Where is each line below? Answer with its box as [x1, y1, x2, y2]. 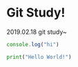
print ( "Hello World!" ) [6, 53, 72, 60]
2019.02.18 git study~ [6, 28, 67, 36]
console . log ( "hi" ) [6, 41, 59, 48]
